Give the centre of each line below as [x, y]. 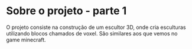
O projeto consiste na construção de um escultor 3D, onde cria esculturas [96, 27]
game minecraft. [26, 40]
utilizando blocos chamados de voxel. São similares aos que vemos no [92, 33]
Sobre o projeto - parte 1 [66, 11]
